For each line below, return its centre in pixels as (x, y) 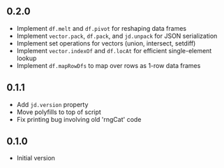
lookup (27, 58)
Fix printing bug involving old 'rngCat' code (79, 119)
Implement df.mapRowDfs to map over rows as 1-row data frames (109, 65)
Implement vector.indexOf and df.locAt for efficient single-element (114, 50)
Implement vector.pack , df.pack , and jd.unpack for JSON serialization (117, 36)
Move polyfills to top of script (59, 112)
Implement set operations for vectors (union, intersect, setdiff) (106, 43)
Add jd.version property (52, 104)
